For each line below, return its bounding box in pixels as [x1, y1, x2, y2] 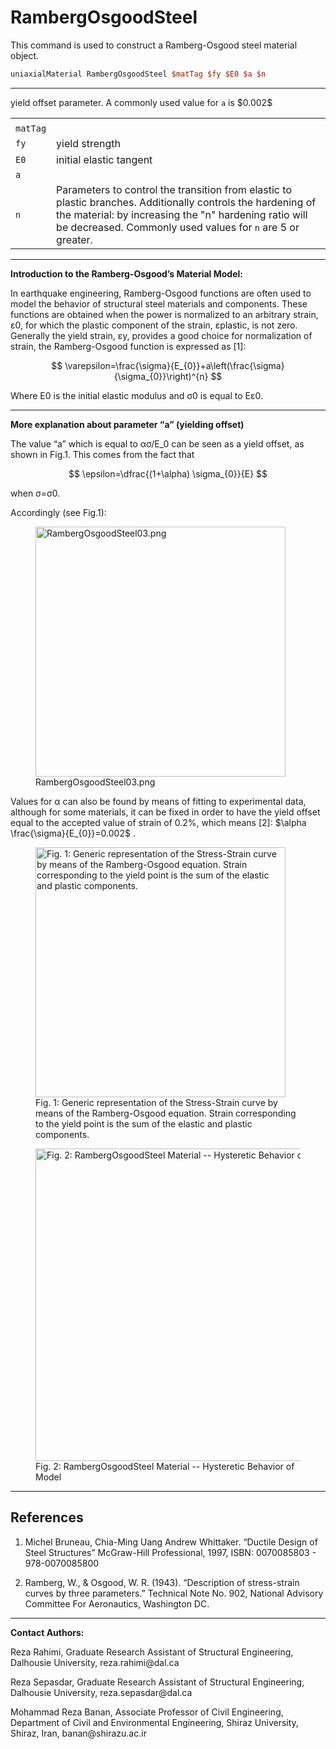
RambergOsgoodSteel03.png [35, 776, 156, 788]
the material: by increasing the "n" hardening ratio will [56, 207, 308, 221]
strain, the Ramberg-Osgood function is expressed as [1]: [10, 340, 247, 352]
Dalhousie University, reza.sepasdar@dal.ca [10, 1686, 193, 1698]
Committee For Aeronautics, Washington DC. [24, 1597, 210, 1610]
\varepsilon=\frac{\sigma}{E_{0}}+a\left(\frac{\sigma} [64, 359, 285, 371]
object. [10, 49, 40, 61]
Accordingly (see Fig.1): [10, 506, 107, 518]
